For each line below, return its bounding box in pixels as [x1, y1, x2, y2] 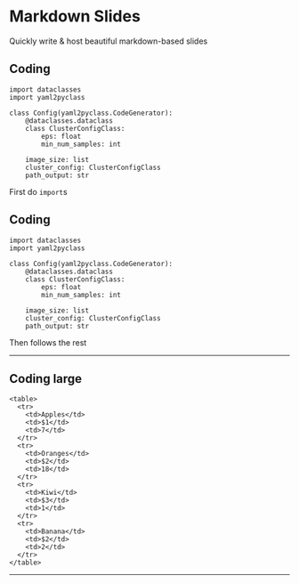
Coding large [9, 371, 83, 386]
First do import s [9, 186, 69, 197]
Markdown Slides [9, 6, 141, 27]
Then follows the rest [9, 337, 87, 348]
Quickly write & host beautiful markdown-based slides [9, 36, 208, 46]
